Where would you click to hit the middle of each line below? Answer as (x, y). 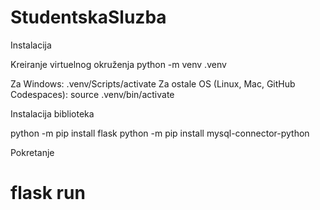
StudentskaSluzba (88, 17)
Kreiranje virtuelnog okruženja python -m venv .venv (118, 64)
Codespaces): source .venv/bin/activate (92, 94)
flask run (48, 193)
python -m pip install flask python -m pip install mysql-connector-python (160, 133)
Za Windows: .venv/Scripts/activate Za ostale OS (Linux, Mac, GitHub (153, 83)
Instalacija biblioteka (52, 113)
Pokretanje (32, 152)
